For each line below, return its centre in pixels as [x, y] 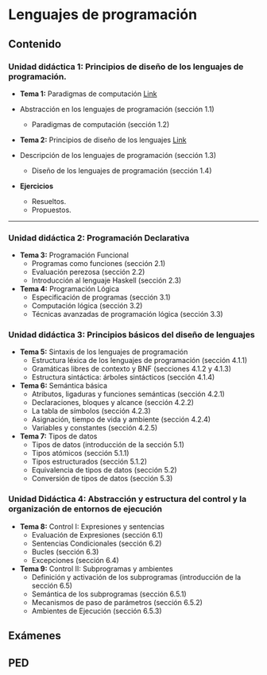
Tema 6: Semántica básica [64, 386]
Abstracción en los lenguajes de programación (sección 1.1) [117, 109]
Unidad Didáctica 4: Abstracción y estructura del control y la [128, 499]
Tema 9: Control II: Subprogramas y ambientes [96, 569]
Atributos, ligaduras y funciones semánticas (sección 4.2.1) [128, 394]
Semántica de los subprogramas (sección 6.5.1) [109, 594]
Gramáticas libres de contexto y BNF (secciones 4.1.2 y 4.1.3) [132, 369]
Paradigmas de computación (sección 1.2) [101, 124]
